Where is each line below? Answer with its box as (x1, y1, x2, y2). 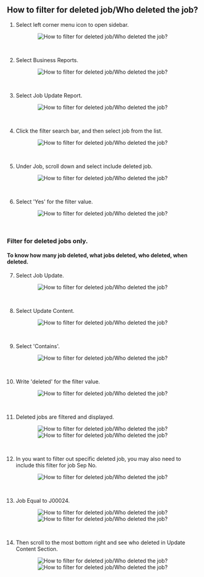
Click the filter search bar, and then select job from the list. (15, 127, 163, 135)
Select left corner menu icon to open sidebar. (15, 21, 129, 28)
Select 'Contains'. (15, 342, 60, 349)
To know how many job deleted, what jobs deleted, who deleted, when (7, 252, 188, 259)
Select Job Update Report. (15, 91, 83, 99)
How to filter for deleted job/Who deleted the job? (7, 5, 199, 15)
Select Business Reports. (15, 56, 78, 63)
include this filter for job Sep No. (15, 461, 97, 469)
